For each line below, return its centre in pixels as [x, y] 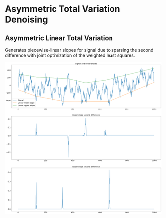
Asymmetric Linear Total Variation [59, 38]
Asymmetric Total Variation [63, 9]
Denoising [27, 20]
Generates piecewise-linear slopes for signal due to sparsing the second [79, 50]
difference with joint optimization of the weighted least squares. [70, 55]
